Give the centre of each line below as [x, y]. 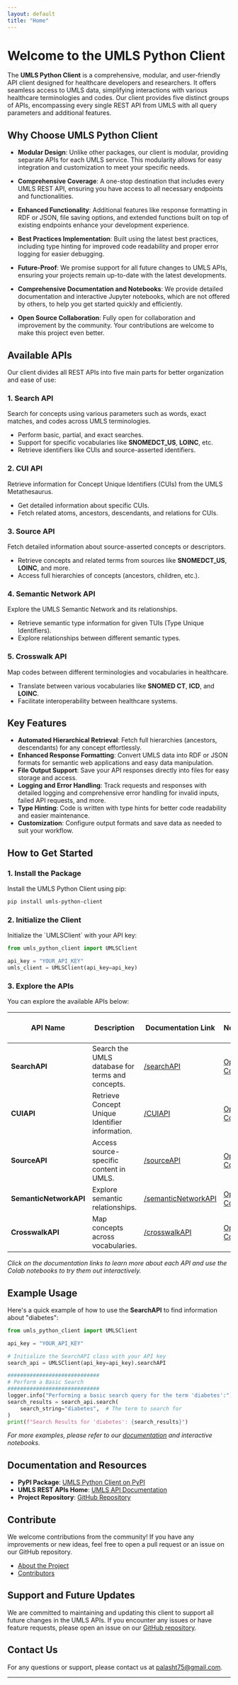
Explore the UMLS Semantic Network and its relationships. [93, 609]
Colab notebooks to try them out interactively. [74, 1270]
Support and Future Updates [72, 1595]
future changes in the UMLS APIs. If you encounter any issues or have [110, 1620]
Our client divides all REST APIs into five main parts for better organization [116, 373]
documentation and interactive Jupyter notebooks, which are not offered [124, 297]
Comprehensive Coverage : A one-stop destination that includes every [121, 181]
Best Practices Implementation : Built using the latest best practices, [118, 239]
